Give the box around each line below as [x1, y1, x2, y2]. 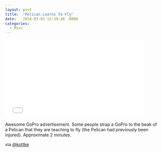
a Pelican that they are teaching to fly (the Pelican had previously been [5, 127, 149, 133]
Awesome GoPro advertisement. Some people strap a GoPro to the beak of [5, 121, 158, 127]
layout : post [5, 7, 32, 12]
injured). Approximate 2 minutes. [5, 132, 71, 138]
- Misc [9, 26, 23, 31]
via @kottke [5, 142, 30, 148]
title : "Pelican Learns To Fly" [5, 12, 74, 17]
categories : [5, 21, 30, 26]
